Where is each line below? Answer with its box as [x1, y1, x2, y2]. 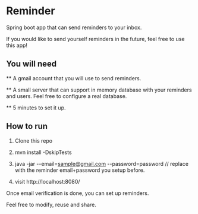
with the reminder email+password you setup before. [14, 166, 145, 174]
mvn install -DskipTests [14, 149, 73, 156]
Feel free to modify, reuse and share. [6, 201, 97, 208]
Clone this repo [14, 137, 52, 144]
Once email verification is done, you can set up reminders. [6, 189, 149, 197]
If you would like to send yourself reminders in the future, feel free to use [6, 35, 185, 42]
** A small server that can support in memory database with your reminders [6, 86, 192, 93]
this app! [6, 42, 28, 49]
